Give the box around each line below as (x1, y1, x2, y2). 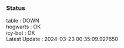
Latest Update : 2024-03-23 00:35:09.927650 (6, 36, 119, 43)
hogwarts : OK (6, 23, 41, 30)
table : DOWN (6, 17, 39, 24)
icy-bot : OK (6, 29, 35, 36)
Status (6, 4, 25, 12)
